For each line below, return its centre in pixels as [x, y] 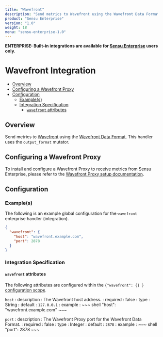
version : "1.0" [20, 23]
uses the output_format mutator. [37, 142]
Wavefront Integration [50, 71]
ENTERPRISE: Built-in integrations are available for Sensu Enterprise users [81, 46]
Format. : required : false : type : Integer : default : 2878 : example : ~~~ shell [81, 324]
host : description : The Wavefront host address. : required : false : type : [78, 299]
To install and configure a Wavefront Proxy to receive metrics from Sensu [78, 169]
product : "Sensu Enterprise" [34, 18]
